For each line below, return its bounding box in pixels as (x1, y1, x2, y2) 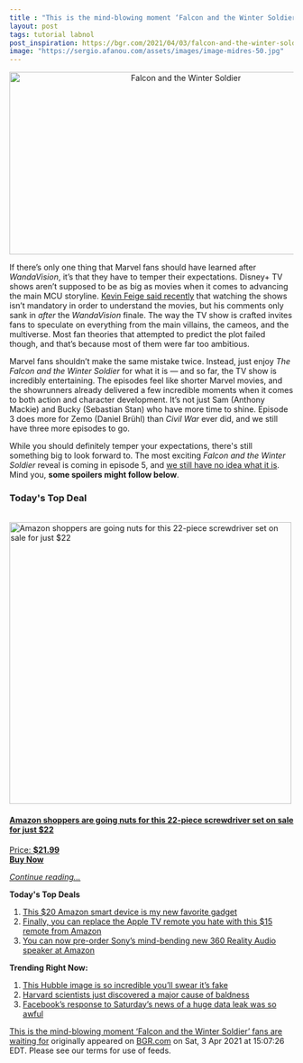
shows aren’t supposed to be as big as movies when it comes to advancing (9, 281, 289, 292)
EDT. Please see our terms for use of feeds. (9, 1045, 171, 1056)
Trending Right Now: (9, 962, 88, 973)
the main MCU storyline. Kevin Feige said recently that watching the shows (9, 290, 288, 302)
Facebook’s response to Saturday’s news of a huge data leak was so (22, 998, 277, 1010)
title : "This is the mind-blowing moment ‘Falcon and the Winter (9, 13, 264, 23)
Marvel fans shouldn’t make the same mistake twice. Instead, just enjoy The (9, 356, 291, 367)
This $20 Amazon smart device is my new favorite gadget (22, 906, 237, 917)
